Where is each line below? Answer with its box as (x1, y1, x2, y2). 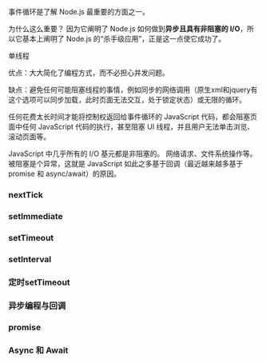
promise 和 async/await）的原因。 (8, 169, 121, 178)
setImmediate (8, 210, 63, 221)
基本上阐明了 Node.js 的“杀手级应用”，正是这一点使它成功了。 (22, 34, 226, 43)
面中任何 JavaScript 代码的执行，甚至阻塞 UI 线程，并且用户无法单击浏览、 (8, 122, 255, 131)
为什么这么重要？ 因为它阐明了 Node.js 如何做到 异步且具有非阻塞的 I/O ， (8, 24, 248, 34)
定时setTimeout (8, 277, 70, 288)
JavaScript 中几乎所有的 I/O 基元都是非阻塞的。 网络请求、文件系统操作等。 (8, 149, 257, 158)
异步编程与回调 (8, 300, 66, 311)
